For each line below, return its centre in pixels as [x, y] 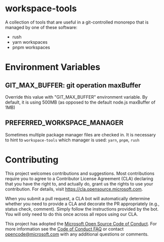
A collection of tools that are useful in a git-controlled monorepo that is [77, 22]
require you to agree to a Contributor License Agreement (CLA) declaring [79, 178]
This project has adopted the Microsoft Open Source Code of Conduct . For [81, 223]
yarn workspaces [30, 42]
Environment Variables [53, 67]
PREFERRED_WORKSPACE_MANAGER [64, 123]
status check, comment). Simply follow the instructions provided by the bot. [82, 209]
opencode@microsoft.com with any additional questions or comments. [77, 234]
